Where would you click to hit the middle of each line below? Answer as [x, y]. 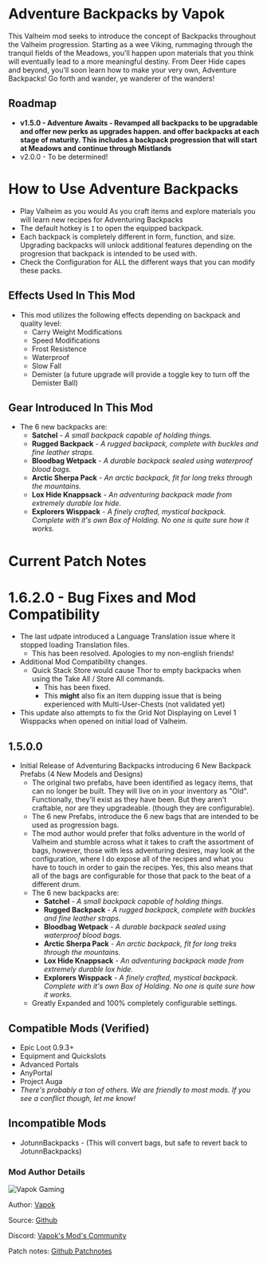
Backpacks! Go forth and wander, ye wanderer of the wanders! [112, 78]
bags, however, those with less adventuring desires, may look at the [143, 850]
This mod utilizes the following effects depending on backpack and [130, 315]
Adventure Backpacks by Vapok [117, 14]
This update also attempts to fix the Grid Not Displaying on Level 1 [128, 713]
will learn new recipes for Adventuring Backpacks [101, 220]
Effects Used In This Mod [72, 296]
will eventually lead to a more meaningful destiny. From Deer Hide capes [127, 61]
